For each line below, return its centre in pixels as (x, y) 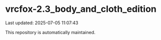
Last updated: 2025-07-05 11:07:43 (42, 23)
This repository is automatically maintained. (50, 32)
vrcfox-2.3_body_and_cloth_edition (81, 9)
